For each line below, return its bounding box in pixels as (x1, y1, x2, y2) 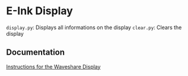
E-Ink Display (6, 4, 73, 18)
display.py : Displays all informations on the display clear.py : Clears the (6, 24, 182, 31)
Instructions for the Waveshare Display (6, 63, 101, 70)
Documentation (6, 47, 65, 58)
